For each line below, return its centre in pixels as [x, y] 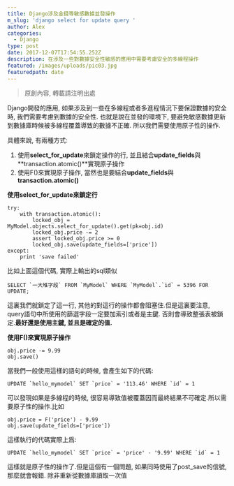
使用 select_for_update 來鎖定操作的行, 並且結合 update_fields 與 [109, 155]
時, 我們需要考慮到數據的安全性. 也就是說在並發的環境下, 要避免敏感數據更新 [116, 117]
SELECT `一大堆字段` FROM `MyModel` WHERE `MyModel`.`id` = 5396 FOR [108, 285]
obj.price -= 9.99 [34, 351]
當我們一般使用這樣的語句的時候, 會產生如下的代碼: [80, 370]
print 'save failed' [50, 257]
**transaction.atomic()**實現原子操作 [71, 163]
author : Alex [26, 27]
